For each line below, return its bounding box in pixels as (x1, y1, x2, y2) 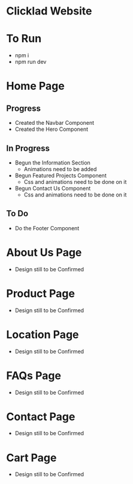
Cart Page (6, 451, 57, 465)
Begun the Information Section (14, 159, 91, 166)
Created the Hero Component (14, 125, 89, 133)
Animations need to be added (23, 165, 97, 172)
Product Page (6, 286, 75, 300)
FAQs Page (6, 369, 62, 382)
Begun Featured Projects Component (14, 172, 107, 179)
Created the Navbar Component (14, 119, 95, 127)
